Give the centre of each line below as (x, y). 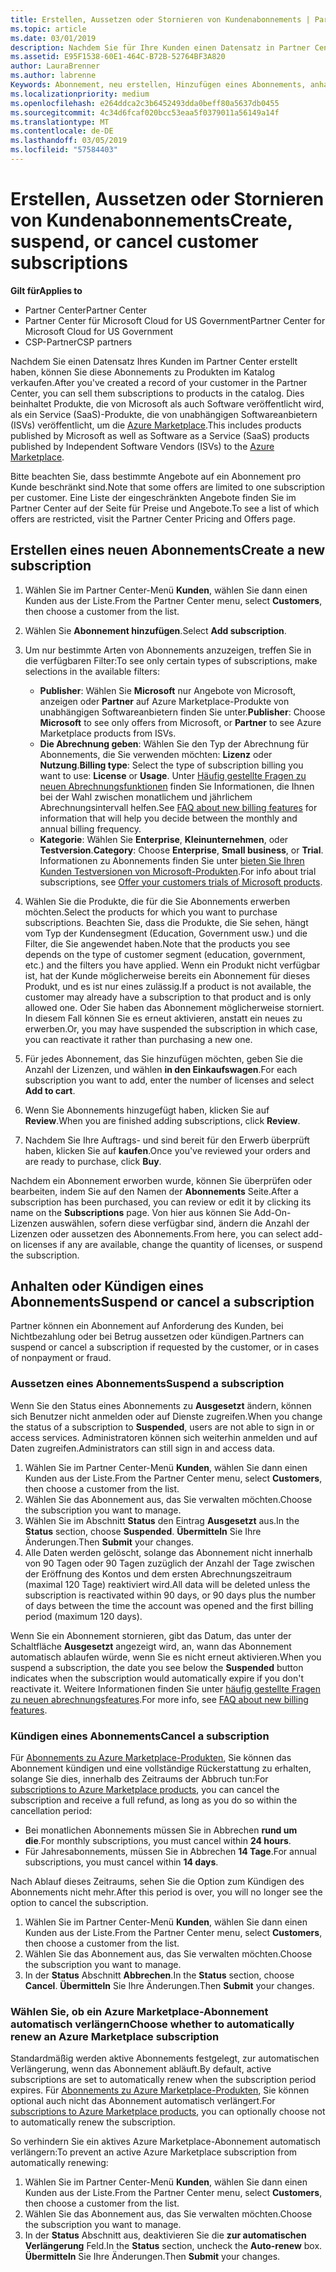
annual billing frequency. (90, 828)
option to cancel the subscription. (79, 1903)
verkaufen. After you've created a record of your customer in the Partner (159, 382)
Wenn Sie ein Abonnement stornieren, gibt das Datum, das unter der (151, 1635)
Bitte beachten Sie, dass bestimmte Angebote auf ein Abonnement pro (156, 476)
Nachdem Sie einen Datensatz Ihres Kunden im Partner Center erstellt (154, 361)
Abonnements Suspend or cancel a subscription (162, 1302)
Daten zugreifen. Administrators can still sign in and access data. (143, 1448)
